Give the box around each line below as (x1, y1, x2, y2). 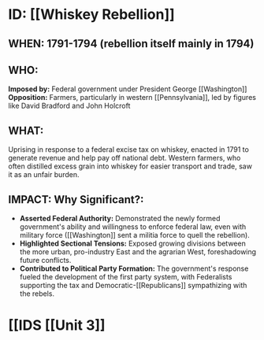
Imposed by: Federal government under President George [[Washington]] (8, 84, 247, 94)
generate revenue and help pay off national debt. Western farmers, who (8, 153, 241, 163)
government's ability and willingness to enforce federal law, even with (19, 222, 247, 231)
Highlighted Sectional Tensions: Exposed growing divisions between (19, 238, 246, 249)
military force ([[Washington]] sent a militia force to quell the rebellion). (19, 231, 250, 240)
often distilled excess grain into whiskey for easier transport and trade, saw (8, 161, 252, 171)
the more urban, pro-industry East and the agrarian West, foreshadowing (19, 247, 257, 257)
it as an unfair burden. (8, 170, 80, 179)
